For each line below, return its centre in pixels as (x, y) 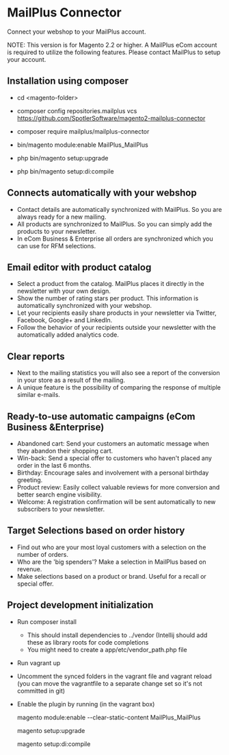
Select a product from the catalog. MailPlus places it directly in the (110, 284)
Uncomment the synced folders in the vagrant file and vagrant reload (114, 676)
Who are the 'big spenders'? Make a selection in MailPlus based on (111, 562)
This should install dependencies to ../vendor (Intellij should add (117, 635)
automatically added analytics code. (68, 335)
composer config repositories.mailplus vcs (77, 110)
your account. (27, 59)
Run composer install (47, 621)
